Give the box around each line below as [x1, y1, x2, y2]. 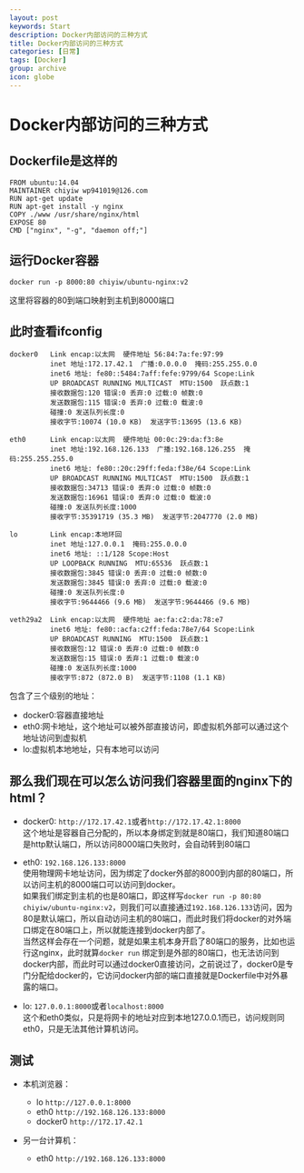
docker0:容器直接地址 [22, 710, 104, 721]
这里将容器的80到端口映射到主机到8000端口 [9, 295, 175, 306]
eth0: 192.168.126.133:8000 [22, 857, 126, 868]
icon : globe [9, 73, 54, 82]
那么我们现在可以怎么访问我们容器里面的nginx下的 [9, 773, 293, 788]
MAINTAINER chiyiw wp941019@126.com [9, 185, 148, 195]
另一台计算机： [22, 1135, 79, 1146]
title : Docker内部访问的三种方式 [9, 38, 124, 48]
